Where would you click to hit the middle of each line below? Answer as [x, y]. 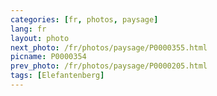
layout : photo [40, 38]
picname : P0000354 [48, 57]
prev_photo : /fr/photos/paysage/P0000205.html [109, 66]
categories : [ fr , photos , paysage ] [84, 19]
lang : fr [28, 29]
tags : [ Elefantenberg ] [57, 76]
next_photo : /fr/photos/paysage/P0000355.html [109, 47]
